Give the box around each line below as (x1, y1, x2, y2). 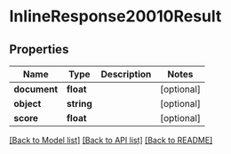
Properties (9, 42, 69, 57)
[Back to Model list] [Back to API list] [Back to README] (9, 135, 213, 145)
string (66, 98, 93, 109)
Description (100, 69, 152, 80)
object (13, 98, 42, 109)
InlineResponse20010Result (9, 6, 222, 27)
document (13, 83, 59, 95)
